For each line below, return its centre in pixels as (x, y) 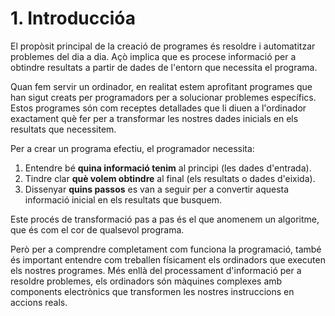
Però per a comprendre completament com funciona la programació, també (166, 249)
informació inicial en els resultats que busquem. (123, 199)
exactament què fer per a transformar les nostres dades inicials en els (154, 118)
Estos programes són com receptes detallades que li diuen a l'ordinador (158, 108)
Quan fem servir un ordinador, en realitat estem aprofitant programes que (161, 86)
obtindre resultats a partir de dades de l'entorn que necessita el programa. (164, 67)
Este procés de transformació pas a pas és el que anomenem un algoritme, (165, 219)
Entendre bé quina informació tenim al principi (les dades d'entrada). (168, 168)
